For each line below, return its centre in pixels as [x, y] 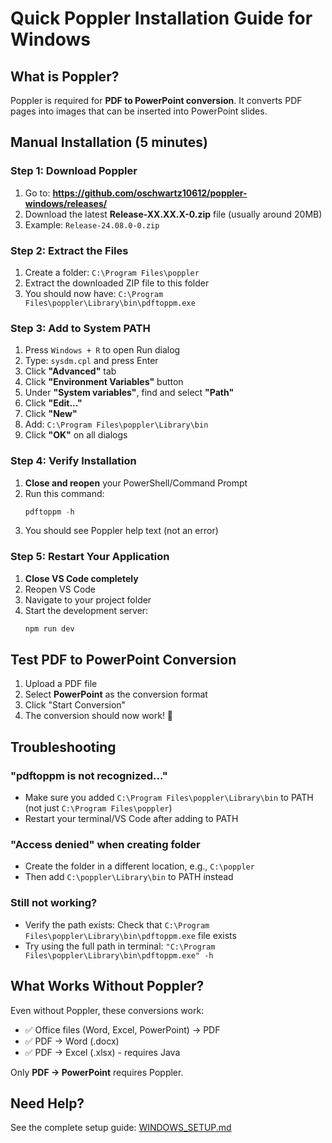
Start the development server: [86, 610]
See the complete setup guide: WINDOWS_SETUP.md [121, 1128]
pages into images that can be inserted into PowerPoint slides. [139, 111]
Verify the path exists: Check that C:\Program [117, 924]
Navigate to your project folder [88, 599]
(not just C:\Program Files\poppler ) [98, 808]
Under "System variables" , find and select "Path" [129, 393]
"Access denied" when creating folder [105, 845]
